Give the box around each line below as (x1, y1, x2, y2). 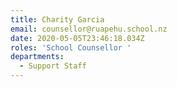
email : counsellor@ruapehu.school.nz (10, 24, 168, 34)
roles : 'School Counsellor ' (10, 42, 132, 53)
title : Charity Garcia (10, 14, 105, 25)
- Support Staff (19, 61, 87, 71)
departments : (10, 52, 65, 62)
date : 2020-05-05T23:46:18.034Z (10, 33, 145, 43)
